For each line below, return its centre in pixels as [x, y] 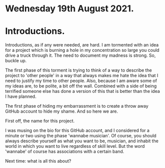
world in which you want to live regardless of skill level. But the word [75, 146]
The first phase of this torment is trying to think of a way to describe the [79, 70]
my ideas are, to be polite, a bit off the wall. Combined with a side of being [81, 86]
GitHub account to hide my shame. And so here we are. [61, 111]
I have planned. [21, 96]
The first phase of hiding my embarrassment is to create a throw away [77, 106]
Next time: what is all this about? [38, 161]
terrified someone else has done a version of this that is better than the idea [82, 91]
